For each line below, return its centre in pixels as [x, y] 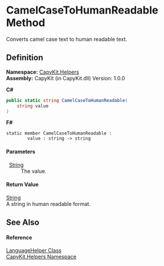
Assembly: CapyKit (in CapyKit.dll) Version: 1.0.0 [65, 78]
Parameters [21, 152]
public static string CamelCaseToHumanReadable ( [67, 100]
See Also [23, 223]
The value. [34, 171]
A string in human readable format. [48, 203]
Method [26, 23]
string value [33, 106]
